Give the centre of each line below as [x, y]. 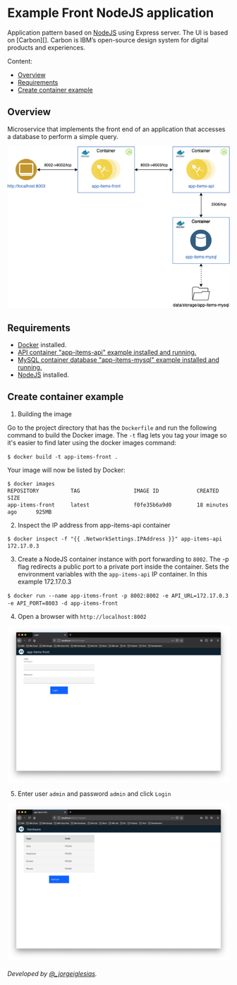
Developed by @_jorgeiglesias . [52, 974]
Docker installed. [42, 345]
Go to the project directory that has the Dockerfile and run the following [112, 428]
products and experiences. [47, 47]
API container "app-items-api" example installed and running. [107, 352]
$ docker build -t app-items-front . [63, 457]
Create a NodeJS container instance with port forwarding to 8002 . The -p [123, 559]
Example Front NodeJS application [111, 13]
